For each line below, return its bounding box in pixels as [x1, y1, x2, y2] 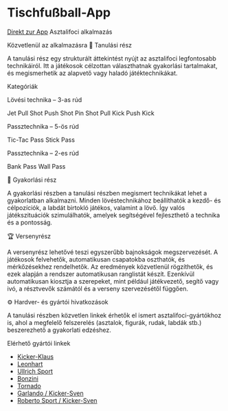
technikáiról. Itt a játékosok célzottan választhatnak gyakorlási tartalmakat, [7, 61, 218, 70]
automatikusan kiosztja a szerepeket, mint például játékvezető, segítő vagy [7, 277, 219, 285]
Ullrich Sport [16, 367, 54, 375]
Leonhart [16, 359, 43, 368]
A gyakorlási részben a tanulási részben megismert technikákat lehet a [7, 189, 207, 197]
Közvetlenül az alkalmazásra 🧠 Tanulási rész [7, 41, 133, 49]
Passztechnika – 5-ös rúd [7, 122, 79, 130]
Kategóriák [7, 82, 38, 90]
